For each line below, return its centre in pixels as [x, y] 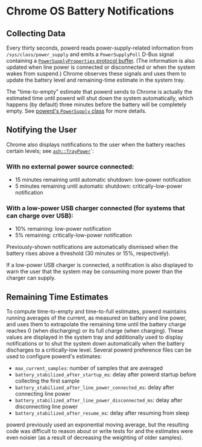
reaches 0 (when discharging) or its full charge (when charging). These [95, 331]
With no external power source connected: [70, 166]
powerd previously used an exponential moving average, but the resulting [97, 425]
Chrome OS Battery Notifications [90, 11]
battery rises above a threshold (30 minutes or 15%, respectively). [88, 253]
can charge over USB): [40, 216]
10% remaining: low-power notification [63, 229]
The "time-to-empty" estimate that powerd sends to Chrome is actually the [99, 92]
